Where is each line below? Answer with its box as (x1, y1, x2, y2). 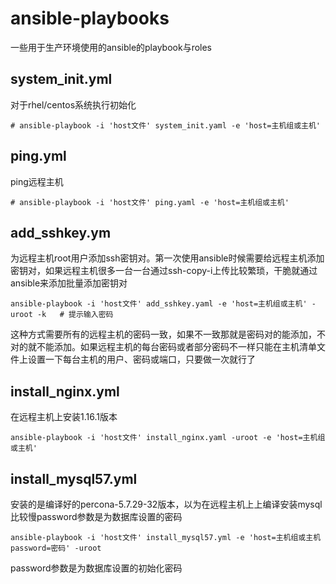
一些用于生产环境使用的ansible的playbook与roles (10, 41, 213, 53)
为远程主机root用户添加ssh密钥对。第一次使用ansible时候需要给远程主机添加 (10, 252, 325, 264)
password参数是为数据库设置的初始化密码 (10, 562, 183, 574)
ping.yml (10, 148, 67, 165)
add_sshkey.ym (10, 224, 112, 241)
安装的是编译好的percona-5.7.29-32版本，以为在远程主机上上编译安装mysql (10, 498, 323, 510)
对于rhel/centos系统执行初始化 (10, 98, 137, 111)
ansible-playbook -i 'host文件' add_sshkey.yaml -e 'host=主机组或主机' (10, 299, 308, 309)
